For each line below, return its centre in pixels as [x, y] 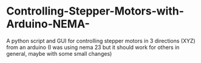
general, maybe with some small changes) [59, 53]
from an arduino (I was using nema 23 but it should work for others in [93, 47]
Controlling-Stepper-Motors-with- [95, 11]
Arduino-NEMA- [48, 24]
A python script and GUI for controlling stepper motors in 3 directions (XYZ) [101, 41]
